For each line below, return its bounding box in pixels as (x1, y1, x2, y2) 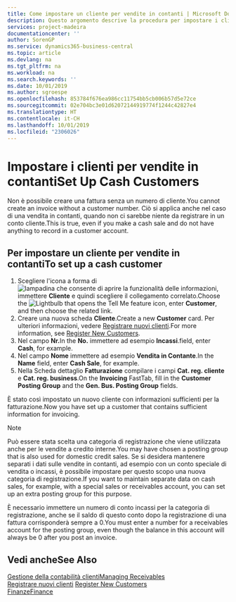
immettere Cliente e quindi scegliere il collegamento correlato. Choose (17, 291, 221, 300)
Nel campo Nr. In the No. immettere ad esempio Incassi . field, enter (17, 337, 211, 345)
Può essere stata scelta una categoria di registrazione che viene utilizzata (7, 437, 221, 446)
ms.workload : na (7, 69, 55, 76)
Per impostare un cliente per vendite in (7, 247, 181, 259)
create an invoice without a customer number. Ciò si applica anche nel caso (7, 204, 226, 213)
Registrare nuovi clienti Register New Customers (7, 579, 147, 588)
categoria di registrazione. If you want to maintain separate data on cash (7, 475, 216, 483)
